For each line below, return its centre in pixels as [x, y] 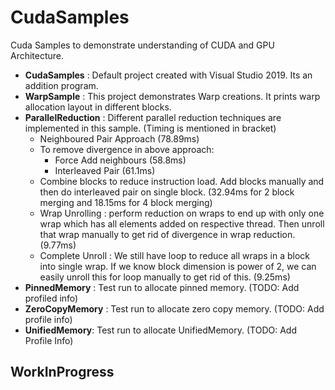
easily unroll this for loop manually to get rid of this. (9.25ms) [165, 277]
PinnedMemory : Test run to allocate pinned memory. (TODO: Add [162, 287]
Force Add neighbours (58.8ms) [120, 160]
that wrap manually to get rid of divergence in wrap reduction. [167, 234]
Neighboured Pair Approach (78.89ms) [119, 138]
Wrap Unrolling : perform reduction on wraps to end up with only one [182, 213]
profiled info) [51, 298]
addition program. [61, 85]
